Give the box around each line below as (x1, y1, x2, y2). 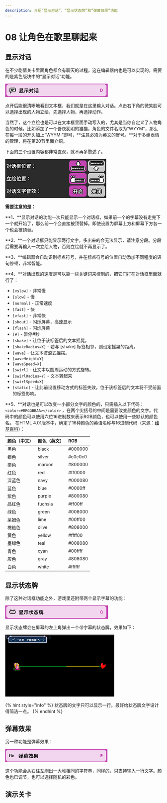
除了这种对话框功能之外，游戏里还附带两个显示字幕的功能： (5, 595, 127, 602)
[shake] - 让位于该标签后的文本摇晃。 (12, 337, 89, 343)
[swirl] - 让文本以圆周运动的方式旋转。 (12, 366, 94, 373)
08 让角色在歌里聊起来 (5, 31, 97, 43)
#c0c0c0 (68, 454, 87, 460)
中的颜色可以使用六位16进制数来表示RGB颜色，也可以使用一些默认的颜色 (9, 413, 158, 419)
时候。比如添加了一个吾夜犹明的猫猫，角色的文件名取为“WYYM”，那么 (13, 125, 158, 131)
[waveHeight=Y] (12, 356, 44, 361)
